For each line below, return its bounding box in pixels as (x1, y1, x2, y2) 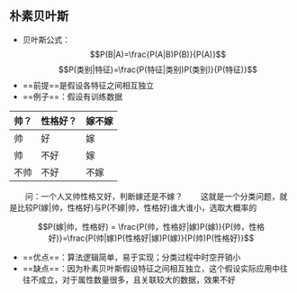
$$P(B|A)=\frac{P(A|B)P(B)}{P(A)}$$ (89, 49, 227, 60)
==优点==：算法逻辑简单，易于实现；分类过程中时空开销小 (22, 252, 241, 262)
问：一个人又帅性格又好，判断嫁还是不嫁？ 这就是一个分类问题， (25, 190, 280, 201)
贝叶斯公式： (22, 34, 70, 45)
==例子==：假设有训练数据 (22, 91, 123, 102)
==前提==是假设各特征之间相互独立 (22, 79, 155, 90)
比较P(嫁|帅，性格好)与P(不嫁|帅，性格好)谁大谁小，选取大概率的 (16, 202, 257, 213)
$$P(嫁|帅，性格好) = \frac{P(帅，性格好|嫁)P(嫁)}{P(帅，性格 (37, 221, 265, 232)
